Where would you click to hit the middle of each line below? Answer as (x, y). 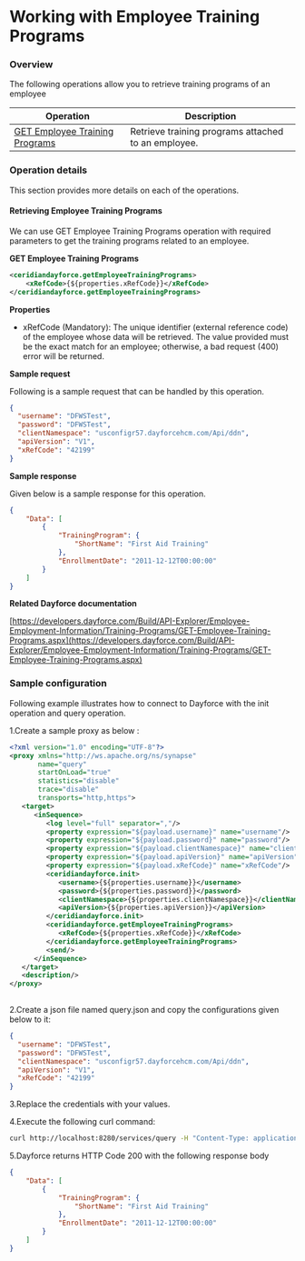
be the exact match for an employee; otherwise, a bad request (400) (151, 346)
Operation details (49, 170)
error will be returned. (63, 355)
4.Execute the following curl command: (83, 1122)
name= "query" (63, 764)
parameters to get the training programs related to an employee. (129, 240)
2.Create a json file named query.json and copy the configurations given (144, 1010)
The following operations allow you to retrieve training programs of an (140, 85)
